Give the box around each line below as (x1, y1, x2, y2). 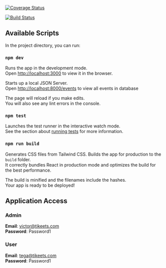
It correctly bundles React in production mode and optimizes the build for (5, 162, 156, 168)
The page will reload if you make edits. (5, 95, 85, 101)
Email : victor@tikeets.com (5, 223, 59, 229)
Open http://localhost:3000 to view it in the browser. (5, 70, 113, 76)
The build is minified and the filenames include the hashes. (5, 177, 126, 183)
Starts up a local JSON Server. (5, 80, 68, 86)
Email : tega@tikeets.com (5, 252, 56, 258)
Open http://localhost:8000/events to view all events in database (5, 85, 138, 91)
